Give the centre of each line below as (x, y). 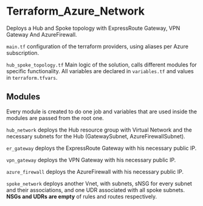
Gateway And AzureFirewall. (42, 34)
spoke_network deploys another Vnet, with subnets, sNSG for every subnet (99, 183)
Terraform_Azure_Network (75, 11)
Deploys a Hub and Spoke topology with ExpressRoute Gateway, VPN (93, 28)
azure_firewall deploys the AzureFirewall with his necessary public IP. (95, 171)
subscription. (23, 52)
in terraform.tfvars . (32, 77)
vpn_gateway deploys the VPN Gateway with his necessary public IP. (91, 160)
